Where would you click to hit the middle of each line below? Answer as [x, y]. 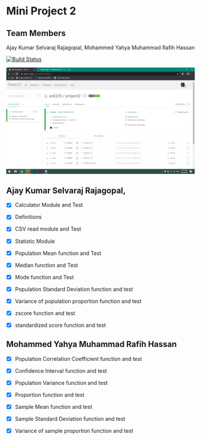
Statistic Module [35, 241]
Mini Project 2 [41, 11]
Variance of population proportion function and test [78, 301]
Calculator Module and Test [49, 205]
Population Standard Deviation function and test [74, 289]
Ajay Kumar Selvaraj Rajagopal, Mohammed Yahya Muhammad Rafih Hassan [100, 47]
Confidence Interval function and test [61, 370]
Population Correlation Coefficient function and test [78, 358]
